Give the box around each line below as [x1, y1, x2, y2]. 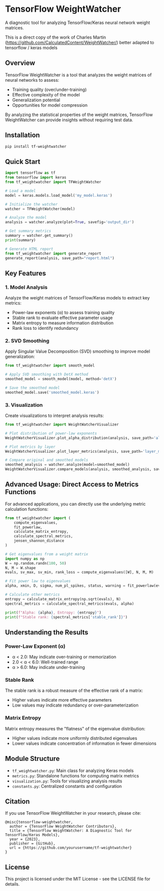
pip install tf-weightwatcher [5, 144, 67, 149]
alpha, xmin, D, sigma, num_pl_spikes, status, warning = [5, 583, 125, 588]
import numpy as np [5, 556, 45, 561]
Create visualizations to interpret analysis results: [5, 412, 104, 419]
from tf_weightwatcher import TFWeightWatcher [5, 180, 102, 184]
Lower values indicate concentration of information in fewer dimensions [12, 740, 157, 746]
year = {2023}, [9, 837, 41, 842]
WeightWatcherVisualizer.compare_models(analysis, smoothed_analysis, [5, 467, 152, 472]
